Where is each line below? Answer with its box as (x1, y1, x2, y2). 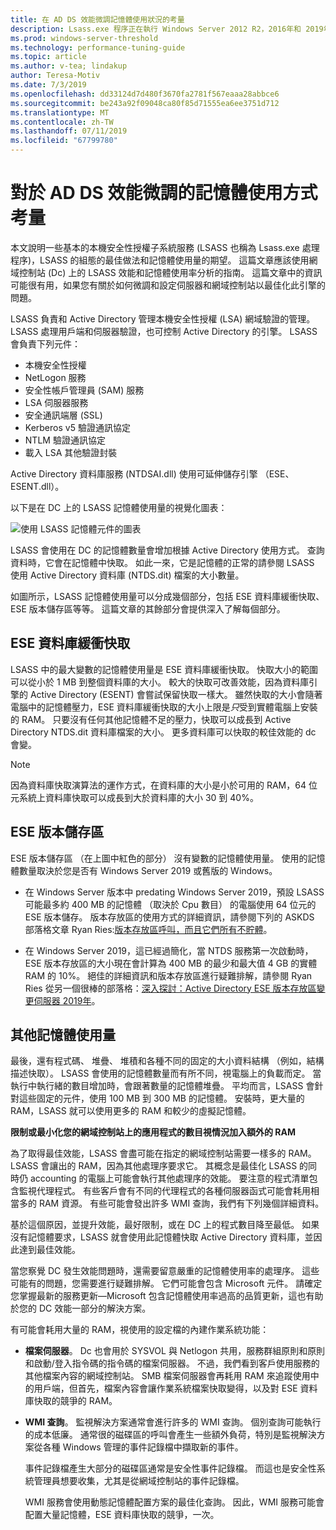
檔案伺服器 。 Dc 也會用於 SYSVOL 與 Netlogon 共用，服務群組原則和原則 (24, 1345, 326, 1357)
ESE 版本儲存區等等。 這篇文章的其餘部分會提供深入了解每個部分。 (10, 602, 286, 615)
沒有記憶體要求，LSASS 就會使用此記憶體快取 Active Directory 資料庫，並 (10, 1231, 314, 1243)
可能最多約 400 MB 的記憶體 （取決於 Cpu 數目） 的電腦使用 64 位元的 (24, 898, 317, 910)
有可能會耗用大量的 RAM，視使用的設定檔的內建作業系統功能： (10, 1324, 270, 1336)
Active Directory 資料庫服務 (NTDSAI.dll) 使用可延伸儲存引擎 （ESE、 (10, 467, 295, 480)
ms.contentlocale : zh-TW (10, 117, 114, 127)
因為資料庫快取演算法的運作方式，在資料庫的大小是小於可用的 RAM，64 (10, 779, 307, 791)
